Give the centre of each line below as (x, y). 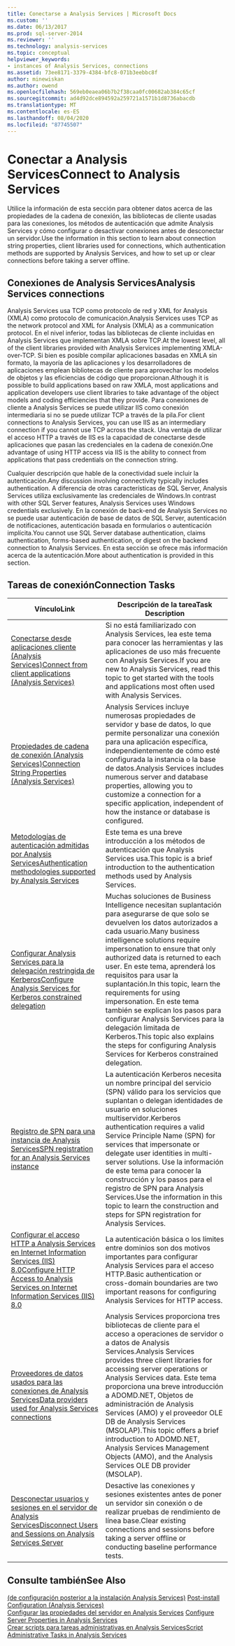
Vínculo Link (55, 609)
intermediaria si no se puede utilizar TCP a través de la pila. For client (106, 415)
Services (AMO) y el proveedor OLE (164, 1413)
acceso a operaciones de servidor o (164, 1334)
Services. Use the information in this (164, 1197)
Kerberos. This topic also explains (160, 1037)
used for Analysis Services (55, 1409)
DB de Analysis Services (145, 1421)
